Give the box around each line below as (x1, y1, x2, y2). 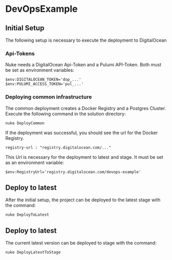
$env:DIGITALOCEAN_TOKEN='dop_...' (5, 77, 82, 82)
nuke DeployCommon (5, 120, 45, 126)
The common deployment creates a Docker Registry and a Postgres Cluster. (5, 105, 166, 111)
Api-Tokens (5, 50, 35, 57)
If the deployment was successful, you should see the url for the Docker (5, 129, 158, 136)
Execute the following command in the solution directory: (5, 110, 126, 117)
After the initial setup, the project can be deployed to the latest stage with (5, 197, 161, 203)
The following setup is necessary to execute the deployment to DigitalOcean (5, 37, 167, 43)
